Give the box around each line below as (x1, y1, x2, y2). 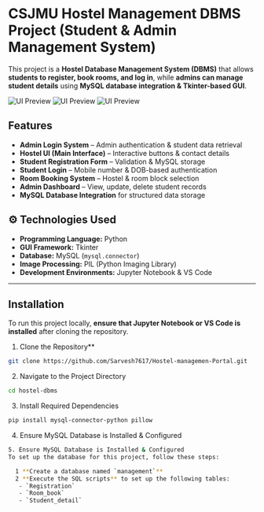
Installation (8, 297, 64, 311)
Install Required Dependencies (19, 401, 119, 410)
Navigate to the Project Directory (19, 372, 126, 381)
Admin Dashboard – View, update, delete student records (19, 182, 207, 191)
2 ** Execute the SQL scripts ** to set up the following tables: (15, 474, 230, 483)
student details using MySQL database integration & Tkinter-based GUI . (8, 80, 247, 91)
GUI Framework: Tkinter (19, 242, 99, 252)
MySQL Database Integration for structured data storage (19, 190, 206, 199)
